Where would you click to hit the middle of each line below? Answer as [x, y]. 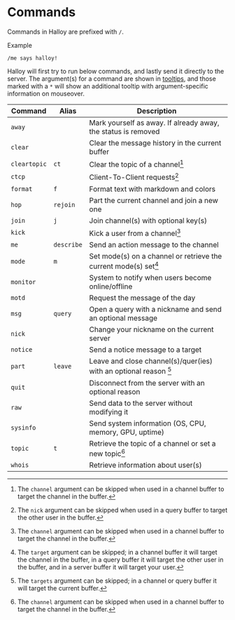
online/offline [111, 286]
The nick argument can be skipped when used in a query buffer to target [122, 510]
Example [20, 45]
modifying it [109, 411]
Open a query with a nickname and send [155, 310]
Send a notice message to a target [145, 350]
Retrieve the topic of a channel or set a [152, 443]
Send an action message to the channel [154, 244]
